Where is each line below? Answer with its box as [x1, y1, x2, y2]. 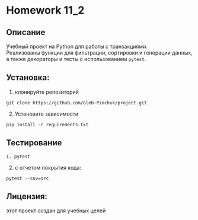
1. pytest [6, 154, 31, 160]
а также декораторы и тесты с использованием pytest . [6, 56, 146, 62]
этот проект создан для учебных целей [6, 207, 106, 214]
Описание [6, 27, 46, 37]
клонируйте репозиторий [14, 88, 79, 95]
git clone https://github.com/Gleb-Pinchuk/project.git [6, 100, 147, 106]
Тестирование [6, 138, 62, 148]
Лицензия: [6, 192, 47, 202]
